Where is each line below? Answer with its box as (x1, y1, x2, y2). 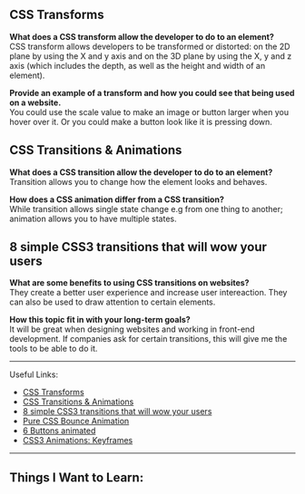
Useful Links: (9, 369, 59, 380)
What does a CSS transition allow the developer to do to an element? (9, 167, 273, 178)
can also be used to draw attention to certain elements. (9, 296, 216, 307)
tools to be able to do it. (9, 344, 98, 354)
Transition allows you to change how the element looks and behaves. (9, 176, 268, 187)
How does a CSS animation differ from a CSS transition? (9, 194, 224, 205)
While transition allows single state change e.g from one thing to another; (9, 203, 283, 214)
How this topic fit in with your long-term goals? (9, 315, 191, 325)
